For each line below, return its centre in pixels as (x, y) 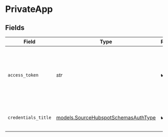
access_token (23, 75)
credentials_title (29, 118)
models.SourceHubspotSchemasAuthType (106, 117)
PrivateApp (29, 9)
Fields (15, 28)
